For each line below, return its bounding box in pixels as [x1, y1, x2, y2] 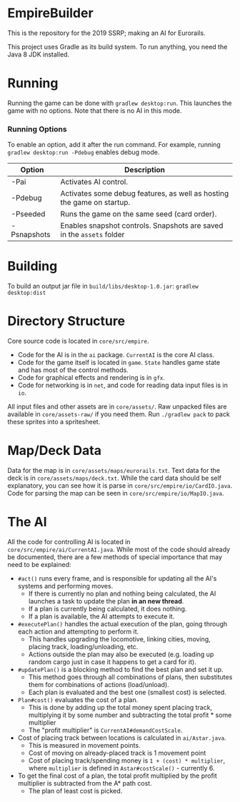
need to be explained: [7, 560, 71, 568]
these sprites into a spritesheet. [7, 418, 101, 426]
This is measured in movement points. [28, 741, 141, 749]
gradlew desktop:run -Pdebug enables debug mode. [7, 148, 160, 156]
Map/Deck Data [7, 443, 102, 458]
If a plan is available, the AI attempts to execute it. [28, 612, 175, 621]
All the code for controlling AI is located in [7, 537, 131, 546]
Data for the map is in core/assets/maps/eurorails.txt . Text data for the [7, 466, 220, 474]
